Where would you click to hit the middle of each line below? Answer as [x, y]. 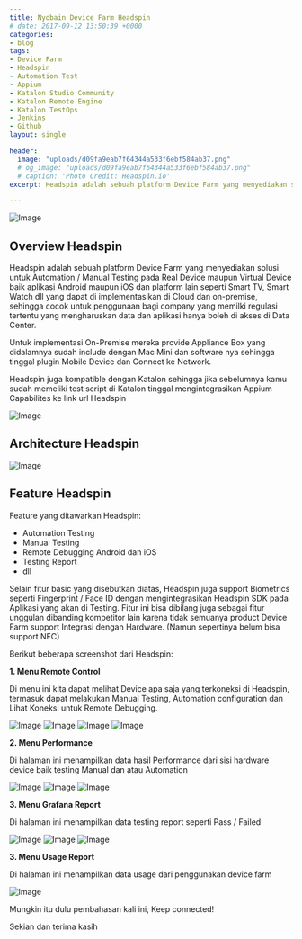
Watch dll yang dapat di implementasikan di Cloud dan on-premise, [133, 297]
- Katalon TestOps [44, 110]
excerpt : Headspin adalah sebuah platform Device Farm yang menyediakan [148, 184]
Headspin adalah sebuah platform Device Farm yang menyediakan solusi [144, 268]
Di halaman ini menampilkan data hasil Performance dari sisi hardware [139, 760]
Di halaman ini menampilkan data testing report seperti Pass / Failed [135, 822]
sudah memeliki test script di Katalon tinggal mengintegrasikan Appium [141, 389]
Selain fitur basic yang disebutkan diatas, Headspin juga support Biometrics [150, 588]
